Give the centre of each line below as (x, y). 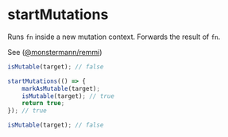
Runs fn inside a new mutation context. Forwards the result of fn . (114, 37)
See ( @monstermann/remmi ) (55, 52)
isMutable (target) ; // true (68, 96)
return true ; (43, 104)
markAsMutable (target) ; (61, 88)
